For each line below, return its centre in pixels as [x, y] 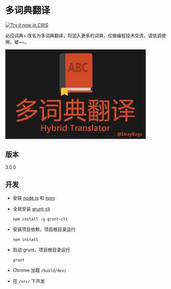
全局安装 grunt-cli [31, 209]
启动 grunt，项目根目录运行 [41, 250]
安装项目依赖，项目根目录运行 [44, 229]
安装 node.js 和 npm [34, 198]
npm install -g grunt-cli [40, 219]
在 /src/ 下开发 [29, 281]
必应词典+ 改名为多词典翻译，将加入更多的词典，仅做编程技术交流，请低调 [83, 35]
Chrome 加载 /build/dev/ [39, 270]
